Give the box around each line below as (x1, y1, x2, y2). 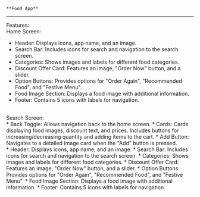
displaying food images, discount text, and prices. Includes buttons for (6, 127, 179, 134)
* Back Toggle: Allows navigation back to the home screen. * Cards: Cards (6, 121, 189, 127)
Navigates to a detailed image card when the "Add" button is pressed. (6, 140, 177, 146)
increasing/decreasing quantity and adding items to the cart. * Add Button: (6, 133, 189, 140)
